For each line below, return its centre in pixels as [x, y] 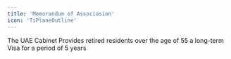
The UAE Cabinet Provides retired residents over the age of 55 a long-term [115, 40]
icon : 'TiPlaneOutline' [42, 20]
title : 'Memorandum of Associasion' [61, 14]
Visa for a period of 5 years [47, 48]
